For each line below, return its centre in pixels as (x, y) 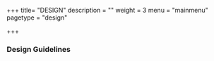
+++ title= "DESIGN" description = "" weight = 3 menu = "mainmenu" (108, 10)
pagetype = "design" (37, 18)
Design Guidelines (39, 49)
